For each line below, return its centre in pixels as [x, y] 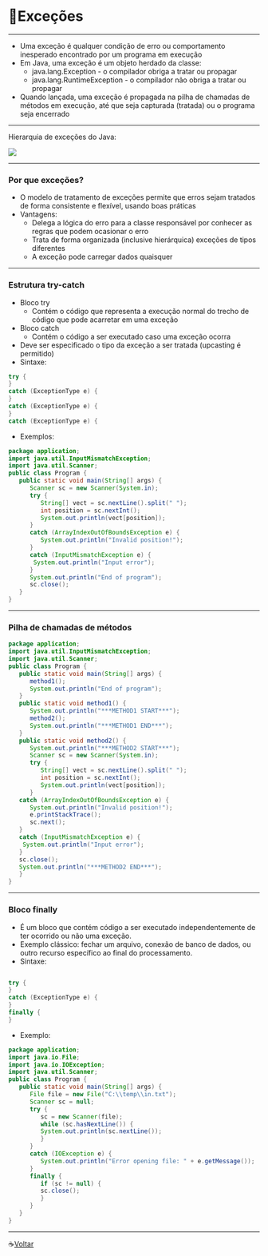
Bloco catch [39, 328]
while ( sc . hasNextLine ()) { [87, 1124]
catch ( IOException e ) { [71, 1154]
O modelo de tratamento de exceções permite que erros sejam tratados [138, 197]
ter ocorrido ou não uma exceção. [75, 936]
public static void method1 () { [73, 704]
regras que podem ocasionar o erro [90, 232]
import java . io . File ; [44, 1057]
